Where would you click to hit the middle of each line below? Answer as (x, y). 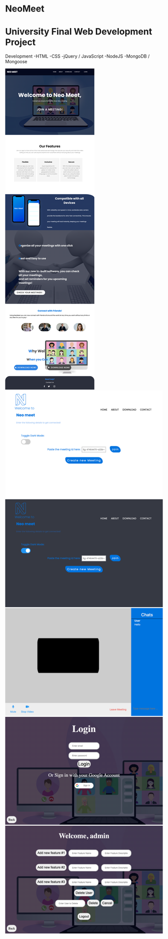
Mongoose (16, 62)
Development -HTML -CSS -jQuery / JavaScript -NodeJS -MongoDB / (77, 56)
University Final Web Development (79, 32)
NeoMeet (25, 9)
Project (20, 42)
